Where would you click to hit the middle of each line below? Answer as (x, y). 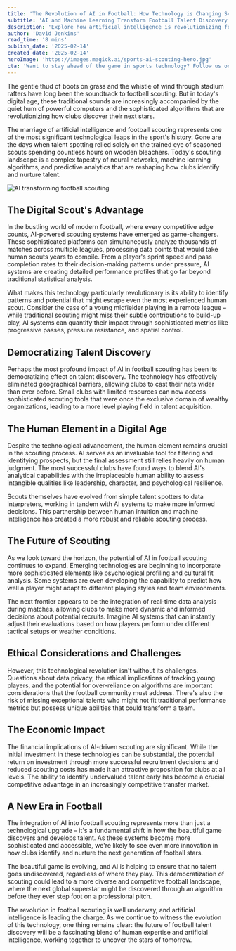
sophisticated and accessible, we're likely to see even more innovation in (113, 846)
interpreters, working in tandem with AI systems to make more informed (111, 504)
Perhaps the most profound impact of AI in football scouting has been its (112, 369)
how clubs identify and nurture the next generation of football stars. (105, 853)
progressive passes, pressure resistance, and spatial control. (96, 330)
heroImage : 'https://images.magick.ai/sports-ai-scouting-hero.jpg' (110, 60)
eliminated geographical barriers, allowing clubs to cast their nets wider (111, 384)
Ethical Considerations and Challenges (94, 653)
